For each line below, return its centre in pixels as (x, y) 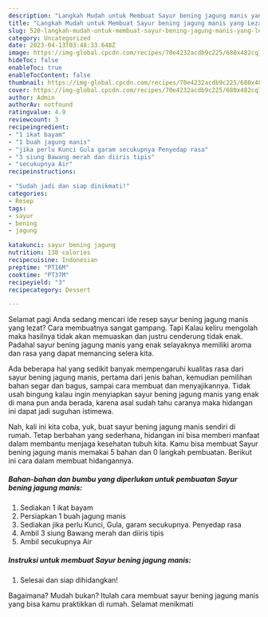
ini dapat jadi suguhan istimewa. (61, 412)
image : (19, 53)
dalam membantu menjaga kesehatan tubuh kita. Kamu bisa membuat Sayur (133, 444)
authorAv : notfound (41, 105)
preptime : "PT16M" (39, 267)
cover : (19, 90)
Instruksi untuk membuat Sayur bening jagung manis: (100, 559)
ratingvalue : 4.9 (37, 113)
